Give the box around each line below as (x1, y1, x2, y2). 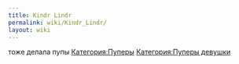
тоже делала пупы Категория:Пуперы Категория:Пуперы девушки (8, 48, 231, 57)
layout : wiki (8, 26, 51, 34)
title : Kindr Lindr (8, 11, 72, 20)
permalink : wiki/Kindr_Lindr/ (8, 19, 108, 27)
